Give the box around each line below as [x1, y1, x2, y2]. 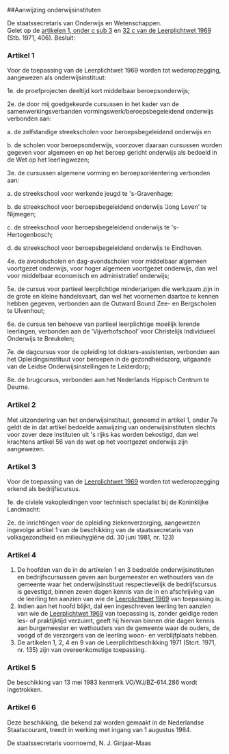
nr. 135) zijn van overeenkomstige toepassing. [16, 646, 146, 654]
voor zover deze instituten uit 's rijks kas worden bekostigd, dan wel [7, 430, 198, 438]
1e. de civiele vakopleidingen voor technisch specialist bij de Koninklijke [7, 498, 209, 506]
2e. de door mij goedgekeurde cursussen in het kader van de [7, 100, 179, 108]
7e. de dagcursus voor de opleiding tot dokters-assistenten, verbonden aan [7, 348, 220, 356]
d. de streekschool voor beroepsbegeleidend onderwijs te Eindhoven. [7, 244, 203, 252]
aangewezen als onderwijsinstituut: [7, 73, 107, 81]
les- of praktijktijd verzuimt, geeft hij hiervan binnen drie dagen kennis [16, 616, 215, 625]
